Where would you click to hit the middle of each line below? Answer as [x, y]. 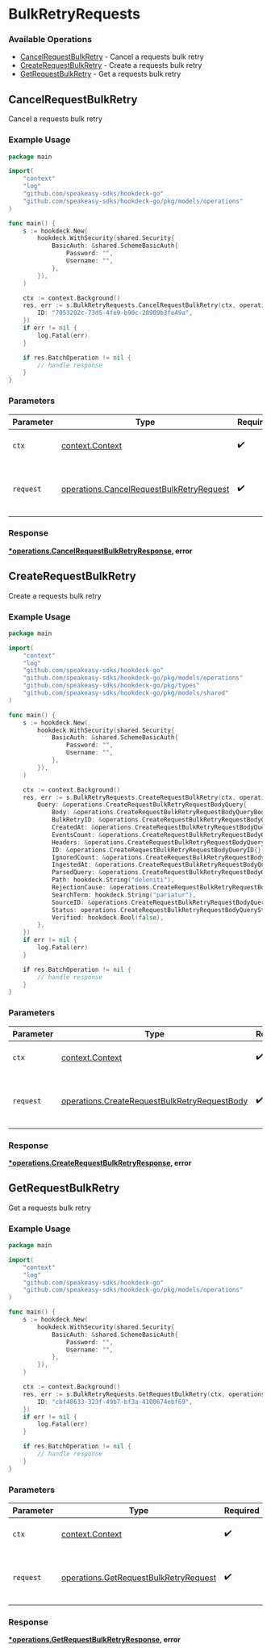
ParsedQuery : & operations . [97, 872]
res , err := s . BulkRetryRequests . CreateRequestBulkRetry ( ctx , [129, 797]
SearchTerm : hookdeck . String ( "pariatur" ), [124, 895]
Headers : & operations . [90, 842]
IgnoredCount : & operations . [99, 857]
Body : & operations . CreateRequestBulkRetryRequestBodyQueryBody [160, 813]
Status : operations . [86, 910]
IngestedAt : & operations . [95, 865]
